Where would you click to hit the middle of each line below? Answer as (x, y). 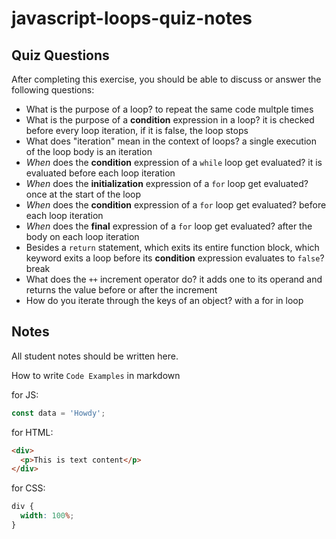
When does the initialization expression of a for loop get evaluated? (167, 183)
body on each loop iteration (82, 236)
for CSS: (28, 488)
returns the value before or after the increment (121, 290)
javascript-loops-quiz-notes (132, 18)
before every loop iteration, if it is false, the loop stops (137, 130)
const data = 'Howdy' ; (58, 413)
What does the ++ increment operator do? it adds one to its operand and (174, 279)
